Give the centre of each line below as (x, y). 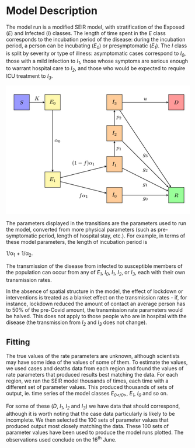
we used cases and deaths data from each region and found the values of (95, 368)
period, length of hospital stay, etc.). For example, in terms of (112, 236)
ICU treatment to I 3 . (29, 77)
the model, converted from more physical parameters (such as (81, 229)
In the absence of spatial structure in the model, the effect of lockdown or (95, 291)
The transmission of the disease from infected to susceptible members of (94, 266)
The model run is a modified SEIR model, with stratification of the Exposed (95, 27)
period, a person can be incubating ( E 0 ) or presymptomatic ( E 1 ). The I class (97, 46)
